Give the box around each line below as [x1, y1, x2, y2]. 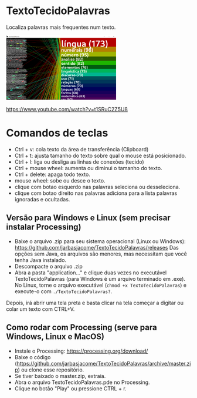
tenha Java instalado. [14, 256, 66, 263]
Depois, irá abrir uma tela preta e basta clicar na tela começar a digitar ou [6, 299, 184, 306]
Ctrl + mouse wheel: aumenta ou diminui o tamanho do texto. [14, 165, 162, 172]
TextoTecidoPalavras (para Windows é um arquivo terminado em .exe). [14, 275, 186, 282]
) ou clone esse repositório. [18, 366, 84, 373]
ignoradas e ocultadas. [14, 196, 70, 203]
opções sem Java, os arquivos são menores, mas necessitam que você [14, 250, 188, 257]
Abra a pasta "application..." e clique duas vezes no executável [14, 269, 167, 276]
